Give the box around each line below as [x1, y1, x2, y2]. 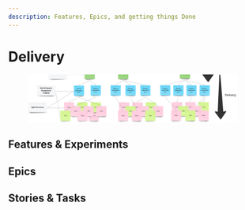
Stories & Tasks [8, 192, 87, 205]
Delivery [8, 47, 65, 66]
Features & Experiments [8, 138, 129, 152]
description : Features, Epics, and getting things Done [8, 13, 196, 21]
